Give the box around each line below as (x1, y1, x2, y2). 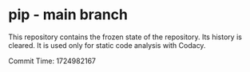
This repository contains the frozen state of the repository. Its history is (8, 32, 242, 42)
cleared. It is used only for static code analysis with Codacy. (8, 40, 206, 50)
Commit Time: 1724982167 (8, 56, 97, 66)
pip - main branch (8, 6, 128, 24)
